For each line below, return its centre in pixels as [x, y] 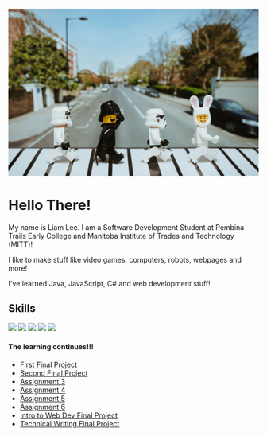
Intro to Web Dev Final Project [68, 415]
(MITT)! [21, 244]
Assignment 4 [43, 390]
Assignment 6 [43, 407]
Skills [22, 308]
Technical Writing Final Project [70, 423]
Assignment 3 [43, 381]
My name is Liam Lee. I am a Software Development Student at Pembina [126, 227]
